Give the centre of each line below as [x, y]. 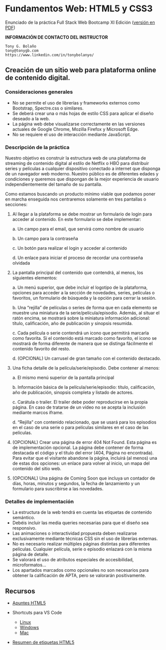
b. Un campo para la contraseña [45, 238]
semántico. [24, 518]
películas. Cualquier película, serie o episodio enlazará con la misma [82, 549]
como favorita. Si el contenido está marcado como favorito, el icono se [84, 338]
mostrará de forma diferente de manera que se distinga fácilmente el [83, 343]
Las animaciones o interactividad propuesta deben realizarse [75, 534]
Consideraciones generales [39, 92]
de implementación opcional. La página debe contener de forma [78, 447]
